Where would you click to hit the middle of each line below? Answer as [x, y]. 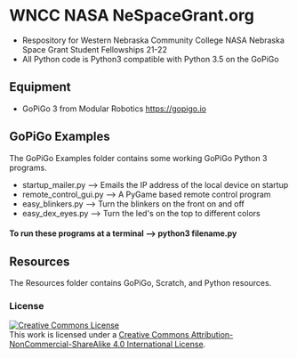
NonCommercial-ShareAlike [60, 345]
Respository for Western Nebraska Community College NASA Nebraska [153, 40]
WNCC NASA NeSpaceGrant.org [132, 16]
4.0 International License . [159, 345]
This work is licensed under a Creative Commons [99, 335]
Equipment [40, 87]
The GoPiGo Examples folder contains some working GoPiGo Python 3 [138, 158]
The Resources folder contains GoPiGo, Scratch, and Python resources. [140, 282]
